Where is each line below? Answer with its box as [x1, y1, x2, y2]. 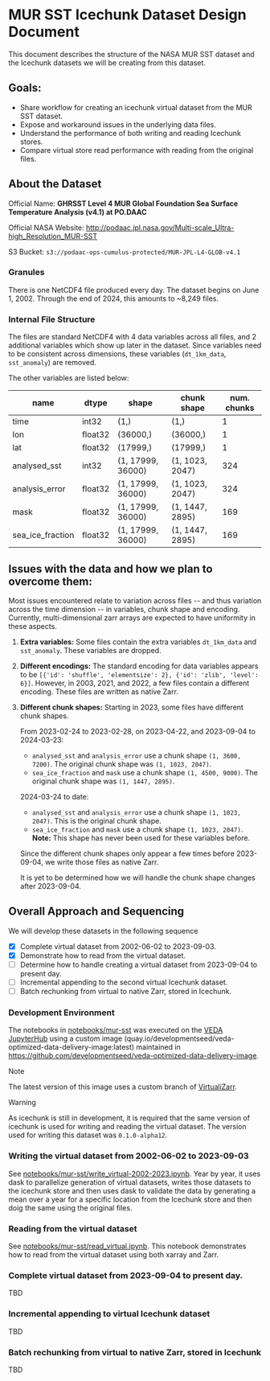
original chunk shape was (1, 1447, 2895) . [31, 776, 175, 786]
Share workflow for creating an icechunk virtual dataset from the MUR [19, 102, 252, 112]
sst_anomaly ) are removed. [8, 358, 96, 368]
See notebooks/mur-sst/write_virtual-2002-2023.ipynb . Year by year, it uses [8, 1169, 261, 1178]
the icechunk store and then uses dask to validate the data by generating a [8, 1186, 256, 1195]
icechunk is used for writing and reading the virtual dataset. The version [8, 1122, 247, 1132]
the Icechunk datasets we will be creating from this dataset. [8, 58, 207, 68]
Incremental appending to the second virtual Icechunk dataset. [19, 977, 228, 987]
